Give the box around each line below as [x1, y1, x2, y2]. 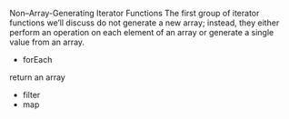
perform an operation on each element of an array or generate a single [9, 27, 274, 37]
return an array [9, 72, 65, 83]
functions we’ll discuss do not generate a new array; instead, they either [9, 17, 280, 28]
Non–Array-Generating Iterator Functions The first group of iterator [9, 8, 260, 18]
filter [22, 90, 41, 100]
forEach [22, 55, 53, 64]
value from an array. [9, 36, 85, 47]
